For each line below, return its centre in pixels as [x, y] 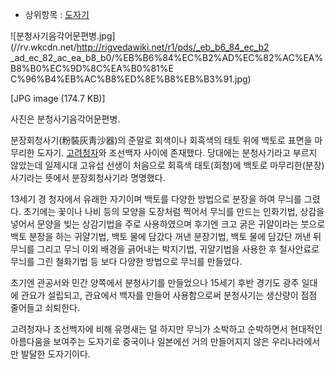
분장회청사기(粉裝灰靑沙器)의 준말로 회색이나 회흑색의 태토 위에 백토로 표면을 [161, 140]
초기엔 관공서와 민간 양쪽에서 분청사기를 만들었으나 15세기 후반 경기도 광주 [155, 282]
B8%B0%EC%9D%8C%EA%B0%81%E [92, 68]
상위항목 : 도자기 [57, 14]
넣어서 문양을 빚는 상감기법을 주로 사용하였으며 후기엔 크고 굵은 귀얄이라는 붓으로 [168, 224]
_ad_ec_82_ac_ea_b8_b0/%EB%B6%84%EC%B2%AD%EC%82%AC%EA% [167, 57]
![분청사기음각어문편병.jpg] [63, 36]
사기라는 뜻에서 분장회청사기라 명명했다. [88, 177]
